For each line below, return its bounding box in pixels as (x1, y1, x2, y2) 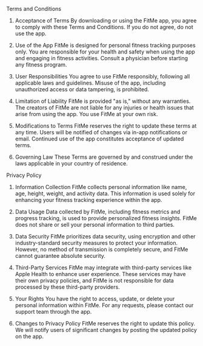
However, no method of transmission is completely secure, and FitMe (15, 246, 188, 253)
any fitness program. (15, 61, 67, 68)
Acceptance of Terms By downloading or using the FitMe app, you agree (15, 17, 197, 24)
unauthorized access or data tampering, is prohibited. (15, 86, 150, 93)
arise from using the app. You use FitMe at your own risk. (15, 111, 158, 117)
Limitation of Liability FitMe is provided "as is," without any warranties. (15, 97, 191, 105)
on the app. (15, 333, 44, 340)
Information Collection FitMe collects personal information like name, (15, 184, 187, 190)
